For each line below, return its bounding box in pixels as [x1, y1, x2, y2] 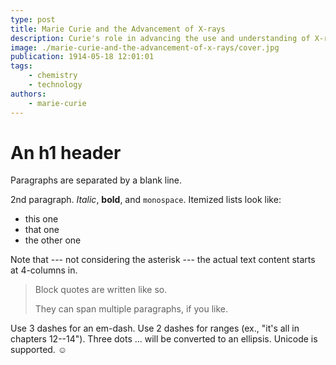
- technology [28, 80, 83, 90]
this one [24, 213, 59, 225]
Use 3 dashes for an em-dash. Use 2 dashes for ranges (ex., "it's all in [10, 322, 300, 335]
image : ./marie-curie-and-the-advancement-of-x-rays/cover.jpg [10, 42, 280, 53]
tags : [10, 61, 33, 71]
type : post [10, 14, 56, 25]
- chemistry [28, 71, 78, 81]
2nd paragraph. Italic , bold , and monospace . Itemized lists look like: [10, 194, 282, 206]
